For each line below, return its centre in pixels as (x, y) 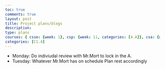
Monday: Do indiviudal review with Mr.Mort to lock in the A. (72, 56)
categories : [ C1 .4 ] (25, 42)
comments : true (21, 14)
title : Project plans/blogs (34, 23)
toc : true (15, 10)
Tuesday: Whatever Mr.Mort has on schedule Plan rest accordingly (80, 61)
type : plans (17, 33)
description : (18, 28)
